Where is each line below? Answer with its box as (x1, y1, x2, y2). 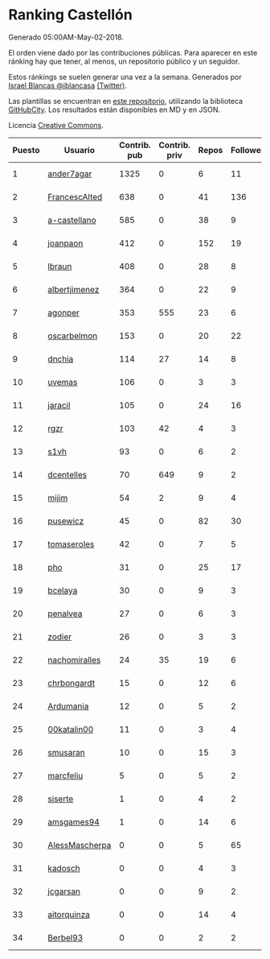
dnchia (47, 353, 74, 364)
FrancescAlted (47, 191, 103, 202)
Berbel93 (47, 932, 84, 943)
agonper (47, 307, 80, 318)
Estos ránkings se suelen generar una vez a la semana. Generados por (8, 72, 243, 81)
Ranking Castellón (8, 6, 133, 24)
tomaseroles (47, 538, 95, 549)
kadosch (47, 862, 80, 874)
